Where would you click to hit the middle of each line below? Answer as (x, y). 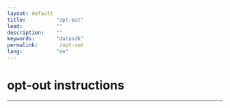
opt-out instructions (66, 85)
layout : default (30, 13)
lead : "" (35, 26)
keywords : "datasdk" (46, 39)
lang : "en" (38, 52)
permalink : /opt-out (46, 45)
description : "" (35, 32)
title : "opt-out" (46, 20)
